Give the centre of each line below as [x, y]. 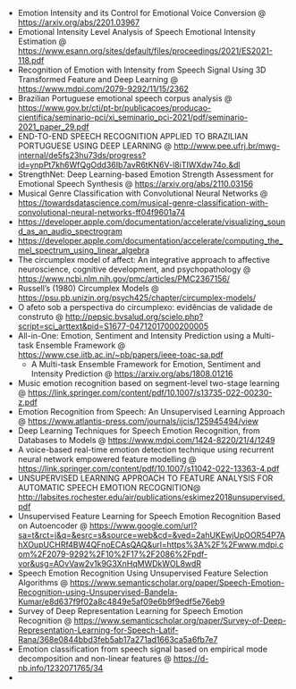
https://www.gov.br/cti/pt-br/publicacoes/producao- [114, 108]
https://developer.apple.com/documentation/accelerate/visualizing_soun [152, 222]
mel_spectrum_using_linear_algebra [84, 250]
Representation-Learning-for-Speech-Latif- [98, 630]
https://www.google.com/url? [143, 525]
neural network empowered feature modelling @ [107, 459]
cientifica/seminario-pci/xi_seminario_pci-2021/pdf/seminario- [133, 117]
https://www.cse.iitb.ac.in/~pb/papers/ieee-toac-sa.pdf [120, 355]
